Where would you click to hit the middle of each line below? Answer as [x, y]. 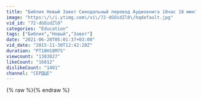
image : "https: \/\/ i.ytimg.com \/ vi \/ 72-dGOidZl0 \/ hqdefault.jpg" [90, 17]
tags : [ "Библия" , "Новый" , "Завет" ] [50, 34]
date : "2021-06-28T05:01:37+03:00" [51, 40]
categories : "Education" [37, 28]
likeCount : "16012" [31, 62]
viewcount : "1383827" [33, 56]
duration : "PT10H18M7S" [36, 51]
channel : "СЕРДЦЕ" [29, 73]
